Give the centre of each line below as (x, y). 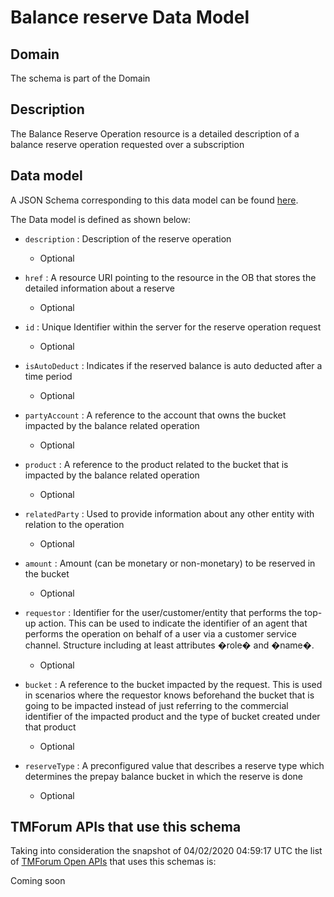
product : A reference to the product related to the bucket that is (156, 464)
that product (50, 727)
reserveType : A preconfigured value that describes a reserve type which (174, 765)
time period (48, 376)
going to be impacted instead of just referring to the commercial (156, 705)
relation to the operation (74, 524)
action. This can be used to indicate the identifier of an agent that (173, 623)
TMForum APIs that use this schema (126, 827)
